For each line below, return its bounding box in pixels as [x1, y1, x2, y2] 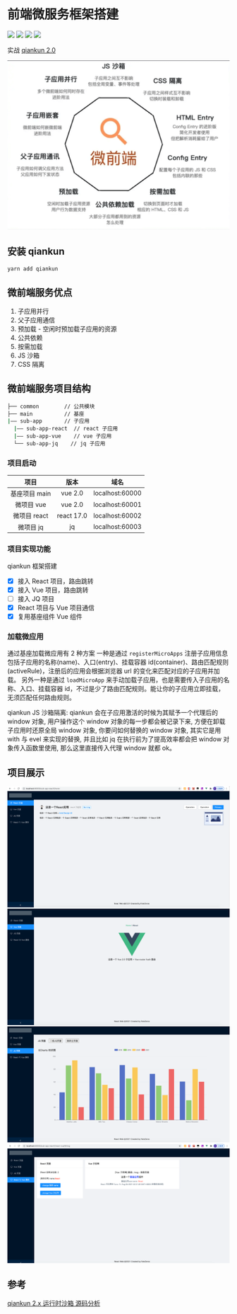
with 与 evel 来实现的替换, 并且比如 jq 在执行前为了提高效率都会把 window [7, 735, 222, 743]
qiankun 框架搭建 [7, 561, 58, 570]
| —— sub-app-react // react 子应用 [13, 425, 119, 433]
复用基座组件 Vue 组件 [17, 612, 83, 620]
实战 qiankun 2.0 [7, 45, 56, 54]
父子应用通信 [17, 316, 55, 324]
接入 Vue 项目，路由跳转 [17, 585, 89, 594]
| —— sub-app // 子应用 [7, 418, 90, 425]
